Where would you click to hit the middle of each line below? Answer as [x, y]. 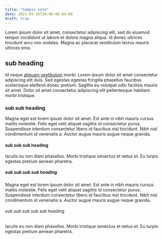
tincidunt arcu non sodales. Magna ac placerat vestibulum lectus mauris [77, 43]
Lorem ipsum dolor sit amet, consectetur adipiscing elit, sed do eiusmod [77, 33]
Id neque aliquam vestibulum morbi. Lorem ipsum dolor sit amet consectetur [81, 75]
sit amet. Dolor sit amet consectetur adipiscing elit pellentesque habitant [77, 90]
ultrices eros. [18, 48]
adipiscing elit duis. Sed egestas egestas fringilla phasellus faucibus [73, 80]
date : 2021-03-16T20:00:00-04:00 [39, 14]
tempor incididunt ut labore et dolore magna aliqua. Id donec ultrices [74, 37]
